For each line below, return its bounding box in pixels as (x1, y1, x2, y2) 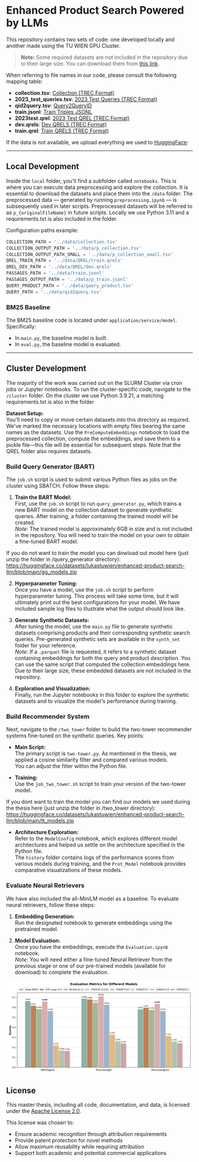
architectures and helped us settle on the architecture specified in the (14, 841, 185, 848)
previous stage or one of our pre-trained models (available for (14, 962, 166, 969)
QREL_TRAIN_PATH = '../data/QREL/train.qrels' (6, 258, 123, 264)
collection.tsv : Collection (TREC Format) (14, 89, 115, 96)
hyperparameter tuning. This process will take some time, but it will (14, 592, 179, 600)
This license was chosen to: (6, 1119, 74, 1126)
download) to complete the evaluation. (14, 968, 109, 975)
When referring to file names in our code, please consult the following (6, 71, 176, 78)
